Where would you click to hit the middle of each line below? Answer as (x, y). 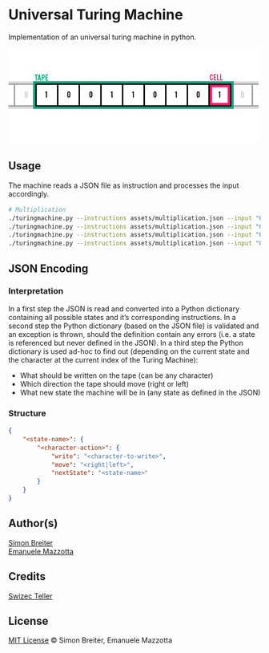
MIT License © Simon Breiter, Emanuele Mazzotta (90, 640)
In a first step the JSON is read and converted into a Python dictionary (124, 308)
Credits (27, 576)
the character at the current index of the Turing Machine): (103, 359)
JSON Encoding (48, 268)
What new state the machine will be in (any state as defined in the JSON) (140, 392)
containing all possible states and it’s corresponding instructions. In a (122, 317)
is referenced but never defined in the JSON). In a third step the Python (126, 343)
